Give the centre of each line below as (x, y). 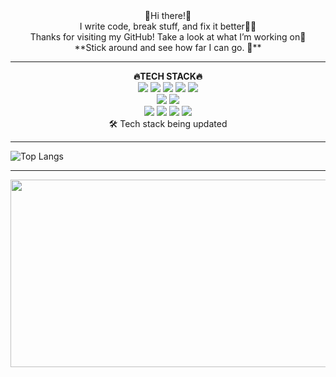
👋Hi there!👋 (168, 15)
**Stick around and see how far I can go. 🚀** (168, 47)
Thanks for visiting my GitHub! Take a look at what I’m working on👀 (168, 37)
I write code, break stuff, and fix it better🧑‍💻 (168, 26)
